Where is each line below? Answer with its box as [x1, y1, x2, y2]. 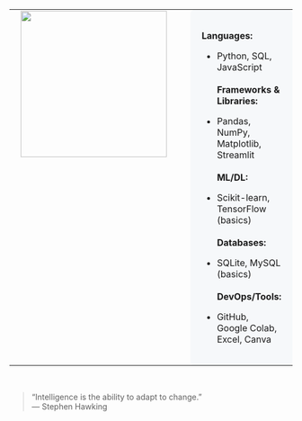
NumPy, [217, 126, 251, 139]
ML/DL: [217, 171, 249, 184]
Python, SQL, [217, 49, 272, 62]
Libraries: [217, 94, 259, 107]
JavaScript [217, 61, 262, 73]
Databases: [217, 237, 267, 248]
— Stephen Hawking [31, 401, 108, 412]
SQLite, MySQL [217, 256, 281, 269]
